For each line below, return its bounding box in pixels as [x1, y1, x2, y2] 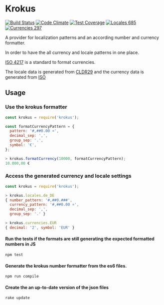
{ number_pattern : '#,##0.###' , [5, 198, 72, 203]
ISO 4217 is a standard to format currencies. [5, 59, 96, 65]
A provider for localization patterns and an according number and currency [5, 34, 160, 40]
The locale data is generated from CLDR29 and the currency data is [5, 68, 144, 75]
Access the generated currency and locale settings [5, 173, 132, 180]
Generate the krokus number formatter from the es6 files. [5, 263, 127, 269]
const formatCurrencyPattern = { [5, 124, 75, 129]
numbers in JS [5, 241, 36, 247]
